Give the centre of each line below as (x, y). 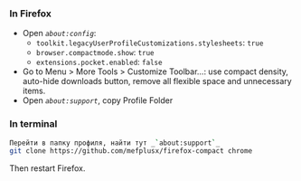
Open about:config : (59, 33)
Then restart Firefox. (47, 168)
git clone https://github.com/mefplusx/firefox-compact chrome (131, 151)
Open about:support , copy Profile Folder (98, 100)
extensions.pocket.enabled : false (99, 62)
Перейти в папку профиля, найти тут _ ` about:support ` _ (115, 143)
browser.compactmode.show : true (95, 52)
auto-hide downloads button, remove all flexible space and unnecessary (157, 81)
